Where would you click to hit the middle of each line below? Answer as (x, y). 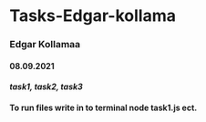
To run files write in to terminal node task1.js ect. (103, 107)
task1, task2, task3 (46, 86)
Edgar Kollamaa (45, 45)
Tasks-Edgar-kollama (93, 16)
